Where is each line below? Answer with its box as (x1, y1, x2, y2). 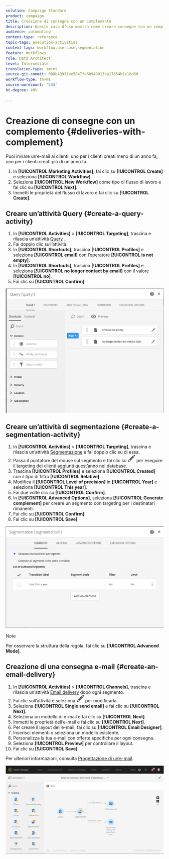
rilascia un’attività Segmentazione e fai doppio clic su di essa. (13, 449, 140, 455)
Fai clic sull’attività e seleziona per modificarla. (13, 697, 118, 703)
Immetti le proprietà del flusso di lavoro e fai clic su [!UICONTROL (13, 189, 149, 195)
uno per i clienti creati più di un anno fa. (6, 158, 88, 164)
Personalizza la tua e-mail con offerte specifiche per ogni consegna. (13, 735, 154, 741)
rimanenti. (13, 505, 34, 512)
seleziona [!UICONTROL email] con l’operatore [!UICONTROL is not (13, 252, 153, 258)
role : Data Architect (6, 56, 51, 61)
